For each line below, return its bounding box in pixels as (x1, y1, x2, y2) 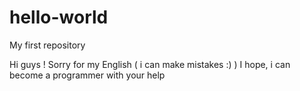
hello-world (9, 6, 109, 29)
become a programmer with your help (9, 69, 166, 81)
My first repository (9, 39, 86, 51)
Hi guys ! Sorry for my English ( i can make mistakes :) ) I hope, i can (9, 58, 291, 70)
